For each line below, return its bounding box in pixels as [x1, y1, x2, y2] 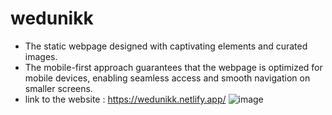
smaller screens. [24, 82, 93, 94]
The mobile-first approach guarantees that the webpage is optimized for [24, 61, 323, 73]
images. [24, 50, 58, 62]
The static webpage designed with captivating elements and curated [24, 40, 308, 52]
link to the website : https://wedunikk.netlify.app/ [24, 93, 227, 105]
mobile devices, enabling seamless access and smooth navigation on [24, 72, 311, 84]
